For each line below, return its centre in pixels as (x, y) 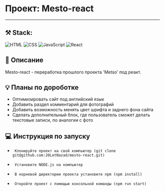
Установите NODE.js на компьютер (49, 165)
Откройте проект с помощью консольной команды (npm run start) (81, 184)
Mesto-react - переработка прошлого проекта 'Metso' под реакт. (73, 72)
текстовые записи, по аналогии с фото (53, 120)
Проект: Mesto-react (50, 9)
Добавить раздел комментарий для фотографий (63, 104)
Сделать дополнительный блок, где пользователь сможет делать (81, 115)
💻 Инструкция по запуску (48, 136)
